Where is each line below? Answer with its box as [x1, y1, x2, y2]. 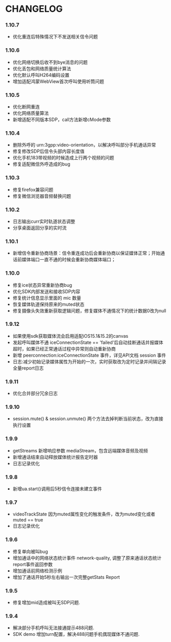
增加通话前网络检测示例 [12, 567, 62, 574]
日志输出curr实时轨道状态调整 [12, 218, 76, 224]
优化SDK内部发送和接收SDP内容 [12, 288, 81, 295]
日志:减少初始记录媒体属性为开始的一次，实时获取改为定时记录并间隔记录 [12, 358, 166, 364]
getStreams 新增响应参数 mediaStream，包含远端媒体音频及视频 [12, 447, 148, 453]
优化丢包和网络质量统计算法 [12, 65, 71, 72]
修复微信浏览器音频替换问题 [12, 193, 71, 199]
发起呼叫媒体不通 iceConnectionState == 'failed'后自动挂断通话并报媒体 [12, 339, 163, 345]
